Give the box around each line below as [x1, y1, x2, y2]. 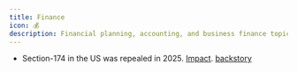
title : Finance [9, 12, 65, 22]
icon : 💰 [9, 21, 40, 30]
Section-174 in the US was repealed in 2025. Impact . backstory [21, 54, 252, 64]
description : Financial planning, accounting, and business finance [9, 29, 267, 38]
